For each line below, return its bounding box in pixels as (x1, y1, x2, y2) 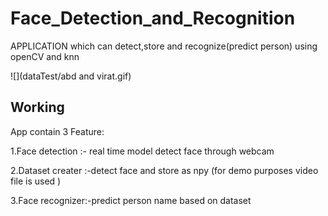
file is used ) (10, 175, 62, 187)
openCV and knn (10, 50, 80, 62)
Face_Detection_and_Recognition (10, 7, 296, 30)
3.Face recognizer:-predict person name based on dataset (10, 194, 252, 206)
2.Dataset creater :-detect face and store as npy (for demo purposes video (10, 164, 319, 176)
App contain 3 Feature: (10, 125, 105, 137)
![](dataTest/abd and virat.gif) (10, 70, 132, 82)
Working (10, 99, 65, 116)
